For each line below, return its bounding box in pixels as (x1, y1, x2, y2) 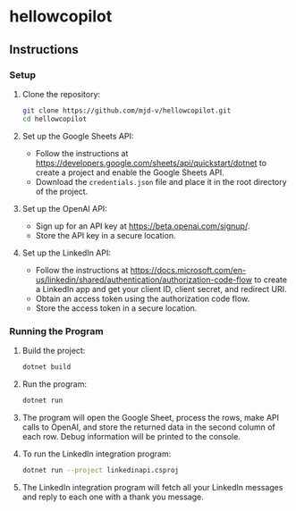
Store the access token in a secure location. (35, 302, 198, 314)
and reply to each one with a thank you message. (21, 491, 204, 502)
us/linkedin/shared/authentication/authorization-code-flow (35, 274, 253, 285)
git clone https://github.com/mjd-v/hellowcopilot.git (21, 105, 232, 115)
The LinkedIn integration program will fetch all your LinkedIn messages (21, 482, 283, 492)
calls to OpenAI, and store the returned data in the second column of (21, 422, 275, 432)
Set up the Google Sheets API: (21, 130, 134, 141)
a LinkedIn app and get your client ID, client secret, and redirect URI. (35, 283, 288, 294)
